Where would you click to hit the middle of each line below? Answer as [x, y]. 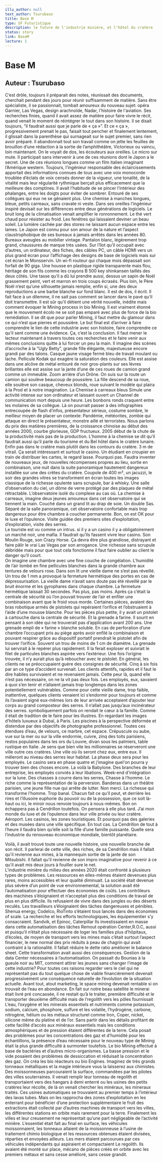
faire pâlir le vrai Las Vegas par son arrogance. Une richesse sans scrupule [80, 545]
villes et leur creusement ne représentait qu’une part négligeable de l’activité [81, 1118]
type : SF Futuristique [28, 23]
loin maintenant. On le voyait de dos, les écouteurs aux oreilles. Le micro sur [81, 152]
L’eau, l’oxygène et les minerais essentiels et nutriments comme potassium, [80, 1004]
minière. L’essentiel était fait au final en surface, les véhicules [66, 1123]
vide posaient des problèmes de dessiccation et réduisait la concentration [79, 1056]
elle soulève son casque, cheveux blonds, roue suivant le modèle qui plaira [80, 385]
